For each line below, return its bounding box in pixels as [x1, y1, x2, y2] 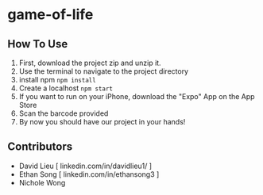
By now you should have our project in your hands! [18, 117, 186, 126]
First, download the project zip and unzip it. [18, 58, 161, 67]
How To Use [7, 37, 68, 51]
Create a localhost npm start [18, 83, 113, 93]
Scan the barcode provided [18, 109, 109, 118]
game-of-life [7, 6, 94, 24]
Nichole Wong [18, 178, 66, 187]
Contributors [7, 140, 73, 154]
